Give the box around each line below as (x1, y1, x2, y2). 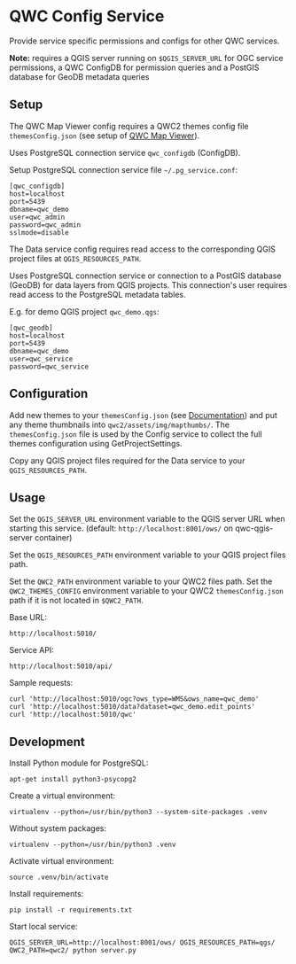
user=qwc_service (9, 354, 74, 363)
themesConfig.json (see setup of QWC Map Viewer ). (9, 130, 200, 141)
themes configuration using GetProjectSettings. (9, 438, 183, 448)
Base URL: (9, 612, 47, 623)
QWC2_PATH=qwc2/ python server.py (9, 946, 137, 955)
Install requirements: (9, 889, 84, 899)
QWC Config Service (9, 6, 165, 27)
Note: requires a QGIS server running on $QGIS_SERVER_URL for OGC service (9, 52, 284, 63)
